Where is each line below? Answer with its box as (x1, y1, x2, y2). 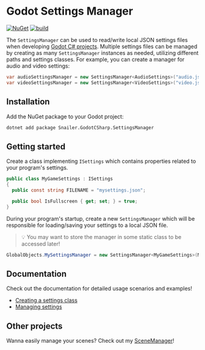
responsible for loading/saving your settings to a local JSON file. (6, 221, 168, 229)
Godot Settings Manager (6, 4, 133, 18)
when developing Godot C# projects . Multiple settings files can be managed (6, 43, 198, 50)
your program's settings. (6, 164, 68, 171)
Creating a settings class (15, 297, 78, 304)
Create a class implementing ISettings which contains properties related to (6, 157, 196, 165)
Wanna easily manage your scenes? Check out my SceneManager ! (6, 337, 175, 345)
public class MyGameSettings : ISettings (6, 176, 113, 182)
